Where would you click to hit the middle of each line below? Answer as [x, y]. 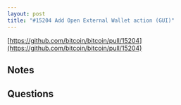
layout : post [26, 14]
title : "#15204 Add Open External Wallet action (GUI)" [91, 20]
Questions [31, 94]
